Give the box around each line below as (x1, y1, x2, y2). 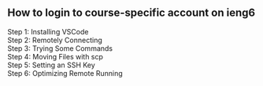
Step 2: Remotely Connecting (7, 35, 103, 45)
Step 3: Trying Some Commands (7, 43, 113, 53)
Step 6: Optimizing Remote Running (7, 68, 123, 77)
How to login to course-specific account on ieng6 (7, 6, 256, 20)
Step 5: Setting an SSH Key (7, 60, 95, 70)
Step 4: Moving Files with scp (7, 52, 104, 61)
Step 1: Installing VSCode (7, 27, 89, 36)
